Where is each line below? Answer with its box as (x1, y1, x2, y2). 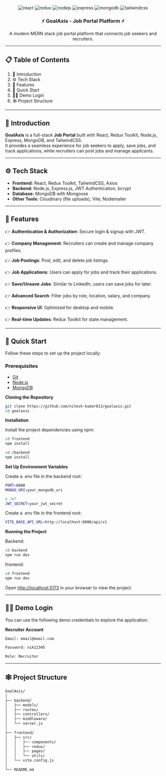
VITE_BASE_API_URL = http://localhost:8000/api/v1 (5, 520, 107, 525)
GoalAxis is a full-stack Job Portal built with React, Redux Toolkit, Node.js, (5, 132, 158, 138)
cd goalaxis (5, 408, 30, 414)
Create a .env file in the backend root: (5, 473, 82, 479)
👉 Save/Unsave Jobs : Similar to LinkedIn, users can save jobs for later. (5, 281, 152, 287)
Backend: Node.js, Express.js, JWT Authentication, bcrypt (12, 185, 131, 191)
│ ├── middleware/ (5, 716, 48, 721)
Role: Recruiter (5, 654, 39, 659)
